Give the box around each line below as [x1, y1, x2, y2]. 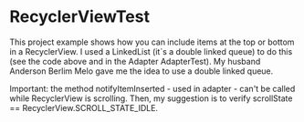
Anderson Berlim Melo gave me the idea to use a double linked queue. [9, 66, 274, 76]
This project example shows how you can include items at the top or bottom [9, 36, 295, 47]
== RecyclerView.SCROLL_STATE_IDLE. [9, 102, 158, 113]
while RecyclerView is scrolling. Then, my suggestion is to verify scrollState [9, 93, 293, 104]
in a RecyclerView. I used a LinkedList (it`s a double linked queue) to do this [9, 46, 293, 56]
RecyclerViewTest [9, 6, 151, 27]
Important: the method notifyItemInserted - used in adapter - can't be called [9, 83, 296, 94]
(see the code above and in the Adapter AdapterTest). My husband [9, 56, 261, 66]
